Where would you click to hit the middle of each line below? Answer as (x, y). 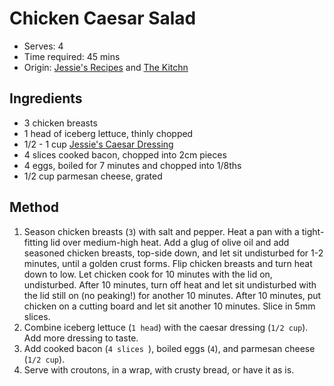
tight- (313, 231)
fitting (36, 242)
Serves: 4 (43, 46)
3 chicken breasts (60, 123)
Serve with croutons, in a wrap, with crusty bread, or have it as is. (159, 369)
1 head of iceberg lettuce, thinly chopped (108, 133)
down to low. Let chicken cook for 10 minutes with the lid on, (148, 274)
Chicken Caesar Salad (103, 18)
